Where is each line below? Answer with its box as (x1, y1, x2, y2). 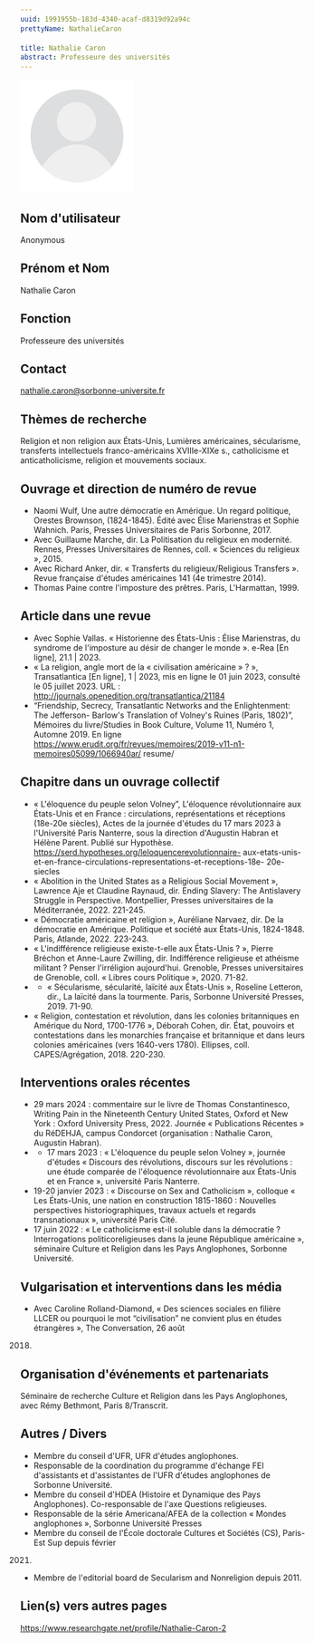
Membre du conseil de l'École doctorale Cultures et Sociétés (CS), (33, 1527, 281, 1538)
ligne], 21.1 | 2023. (33, 652, 101, 662)
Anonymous (20, 234, 65, 245)
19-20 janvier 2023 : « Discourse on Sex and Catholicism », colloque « (33, 1185, 296, 1196)
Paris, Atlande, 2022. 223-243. (33, 933, 149, 944)
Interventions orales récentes (20, 1075, 191, 1091)
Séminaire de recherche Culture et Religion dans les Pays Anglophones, (20, 1391, 289, 1402)
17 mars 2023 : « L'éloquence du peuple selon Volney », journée (46, 1147, 286, 1158)
